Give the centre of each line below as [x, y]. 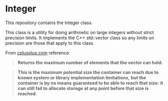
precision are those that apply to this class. [50, 43]
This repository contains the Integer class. [49, 23]
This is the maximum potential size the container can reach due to [88, 72]
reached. [27, 93]
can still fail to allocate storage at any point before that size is [83, 88]
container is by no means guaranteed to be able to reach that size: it [90, 83]
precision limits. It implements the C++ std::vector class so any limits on [80, 38]
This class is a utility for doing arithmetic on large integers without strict [80, 32]
